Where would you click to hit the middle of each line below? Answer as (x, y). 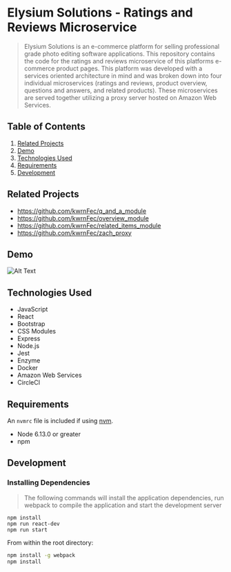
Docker (28, 368)
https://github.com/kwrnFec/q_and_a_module (82, 211)
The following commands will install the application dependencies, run (124, 498)
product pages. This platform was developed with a (129, 68)
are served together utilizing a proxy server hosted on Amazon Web (120, 97)
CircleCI (28, 382)
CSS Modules (37, 331)
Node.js (28, 346)
